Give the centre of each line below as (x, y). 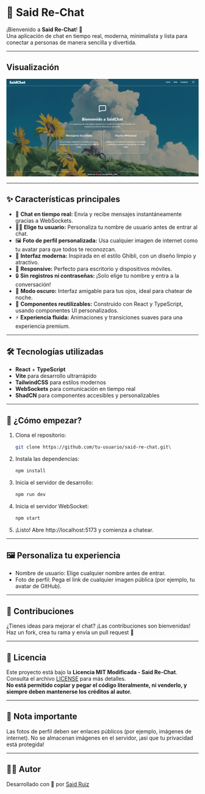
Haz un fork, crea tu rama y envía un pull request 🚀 (70, 633)
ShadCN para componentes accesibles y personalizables (87, 395)
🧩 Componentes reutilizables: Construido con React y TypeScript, (99, 304)
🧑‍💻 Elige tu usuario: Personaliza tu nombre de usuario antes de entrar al (106, 227)
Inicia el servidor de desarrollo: (54, 482)
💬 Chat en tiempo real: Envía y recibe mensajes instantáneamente (98, 214)
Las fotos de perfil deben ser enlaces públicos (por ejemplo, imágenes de (99, 731)
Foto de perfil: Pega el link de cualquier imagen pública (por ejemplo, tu (105, 580)
